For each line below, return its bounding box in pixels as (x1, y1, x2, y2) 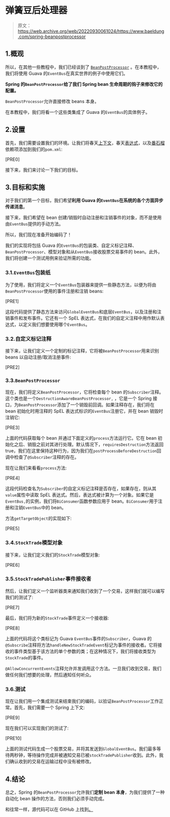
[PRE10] (5, 735, 22, 741)
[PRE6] (5, 562, 20, 568)
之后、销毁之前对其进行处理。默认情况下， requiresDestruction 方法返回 (14, 441, 164, 447)
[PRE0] (5, 156, 20, 162)
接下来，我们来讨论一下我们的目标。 (5, 167, 81, 173)
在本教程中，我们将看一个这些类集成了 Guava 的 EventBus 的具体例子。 (5, 109, 150, 115)
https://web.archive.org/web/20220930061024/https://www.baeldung (17, 28, 164, 34)
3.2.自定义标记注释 (5, 335, 52, 342)
